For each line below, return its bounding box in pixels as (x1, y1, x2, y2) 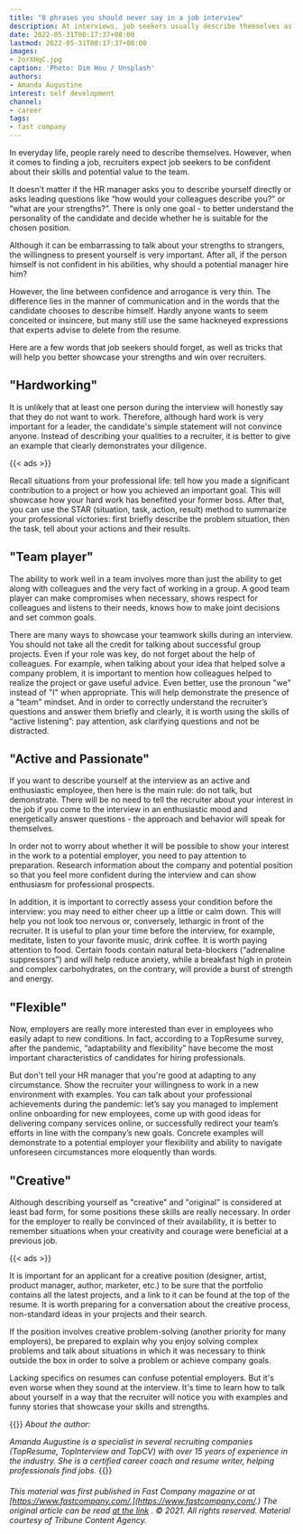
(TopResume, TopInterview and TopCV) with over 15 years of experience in (9, 1446, 289, 1457)
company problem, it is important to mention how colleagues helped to (9, 668, 272, 678)
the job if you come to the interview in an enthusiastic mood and (9, 804, 248, 815)
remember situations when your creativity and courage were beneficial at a (9, 1226, 289, 1237)
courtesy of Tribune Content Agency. (9, 1514, 147, 1525)
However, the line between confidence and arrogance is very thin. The (9, 286, 271, 296)
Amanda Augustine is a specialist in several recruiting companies (9, 1436, 253, 1447)
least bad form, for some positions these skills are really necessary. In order (9, 1207, 291, 1218)
